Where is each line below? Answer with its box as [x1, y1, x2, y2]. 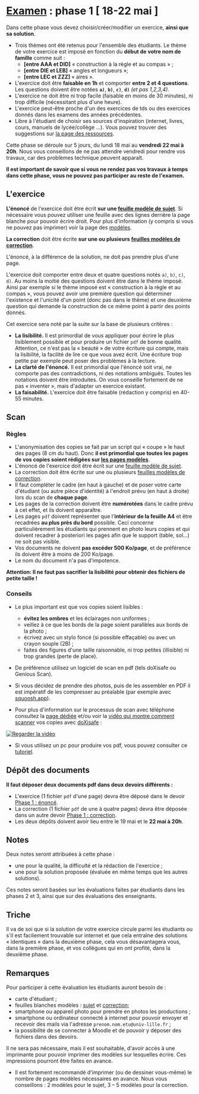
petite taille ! [6, 575, 37, 582]
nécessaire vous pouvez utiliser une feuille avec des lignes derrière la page [6, 211, 191, 218]
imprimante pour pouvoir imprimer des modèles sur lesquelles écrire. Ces [6, 1051, 187, 1058]
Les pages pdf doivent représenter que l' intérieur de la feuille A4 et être [14, 513, 192, 520]
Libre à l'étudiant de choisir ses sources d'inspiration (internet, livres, [14, 117, 184, 124]
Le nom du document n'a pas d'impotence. [14, 557, 121, 564]
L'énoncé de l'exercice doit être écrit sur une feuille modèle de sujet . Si [6, 205, 183, 212]
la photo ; [23, 627, 48, 634]
